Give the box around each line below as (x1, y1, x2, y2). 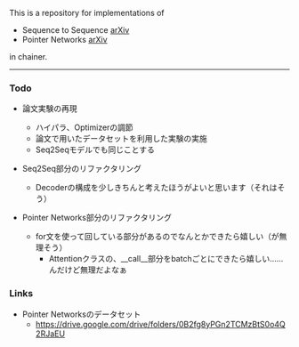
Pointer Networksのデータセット (21, 309, 141, 319)
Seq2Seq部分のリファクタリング (21, 164, 142, 174)
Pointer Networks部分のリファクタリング (21, 213, 172, 223)
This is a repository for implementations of (9, 8, 165, 18)
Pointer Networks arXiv (21, 35, 109, 44)
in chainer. (9, 52, 47, 61)
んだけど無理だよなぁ (48, 264, 127, 275)
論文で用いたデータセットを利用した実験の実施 (35, 133, 207, 144)
